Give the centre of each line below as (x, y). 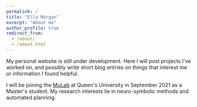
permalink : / (22, 11)
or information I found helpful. (42, 73)
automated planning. (31, 97)
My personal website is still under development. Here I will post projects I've (99, 61)
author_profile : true (33, 28)
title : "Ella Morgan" (33, 17)
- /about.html (29, 45)
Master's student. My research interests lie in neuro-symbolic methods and (97, 91)
